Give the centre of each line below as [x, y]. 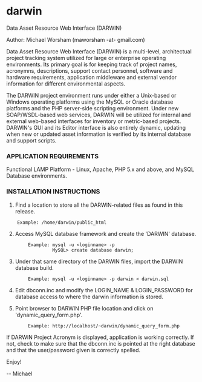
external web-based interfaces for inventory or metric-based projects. [94, 121]
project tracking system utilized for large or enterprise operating [86, 58]
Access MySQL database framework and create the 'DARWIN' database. [106, 233]
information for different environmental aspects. [66, 84]
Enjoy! [14, 361]
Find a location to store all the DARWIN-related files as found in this [99, 205]
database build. [34, 267]
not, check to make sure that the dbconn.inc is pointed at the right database [101, 343]
